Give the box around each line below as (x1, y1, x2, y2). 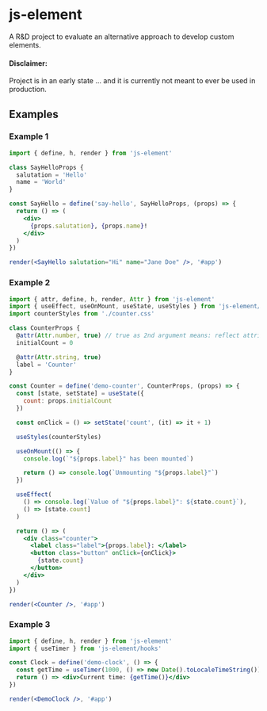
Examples (9, 107, 59, 120)
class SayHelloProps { (9, 163, 84, 171)
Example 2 (9, 277, 51, 289)
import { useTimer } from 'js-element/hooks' (9, 644, 162, 652)
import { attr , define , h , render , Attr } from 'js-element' (9, 295, 216, 303)
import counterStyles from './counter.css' (9, 310, 155, 318)
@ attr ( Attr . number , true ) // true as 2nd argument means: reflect (16, 331, 240, 339)
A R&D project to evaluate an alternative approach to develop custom (9, 32, 235, 41)
